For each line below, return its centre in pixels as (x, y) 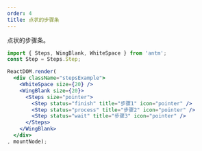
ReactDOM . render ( (32, 72)
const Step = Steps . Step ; (44, 59)
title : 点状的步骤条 (33, 20)
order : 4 (20, 13)
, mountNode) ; (27, 141)
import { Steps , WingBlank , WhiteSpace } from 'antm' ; (87, 53)
